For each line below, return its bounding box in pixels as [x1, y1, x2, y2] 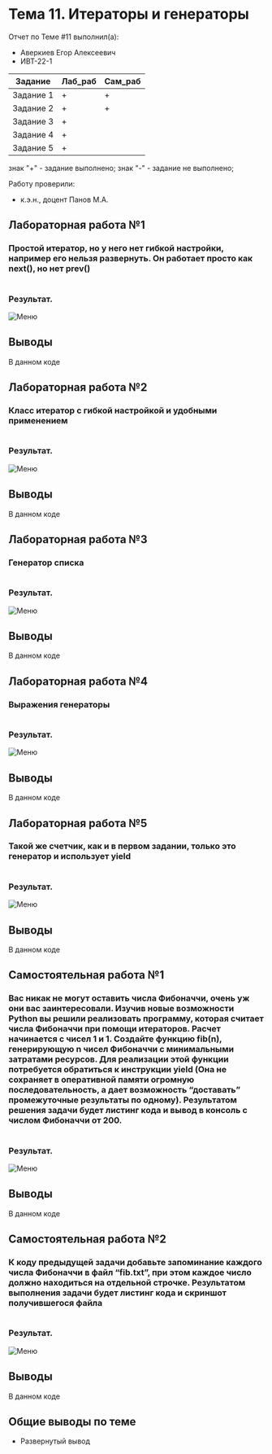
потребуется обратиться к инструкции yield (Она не [8, 1064, 227, 1075]
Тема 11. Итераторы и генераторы [8, 5, 249, 24]
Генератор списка [8, 557, 84, 568]
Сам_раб [104, 75, 141, 86]
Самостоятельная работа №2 [8, 1233, 166, 1246]
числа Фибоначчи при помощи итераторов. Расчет [8, 1023, 222, 1035]
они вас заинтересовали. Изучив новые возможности [8, 1003, 235, 1014]
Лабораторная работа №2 [8, 380, 148, 395]
